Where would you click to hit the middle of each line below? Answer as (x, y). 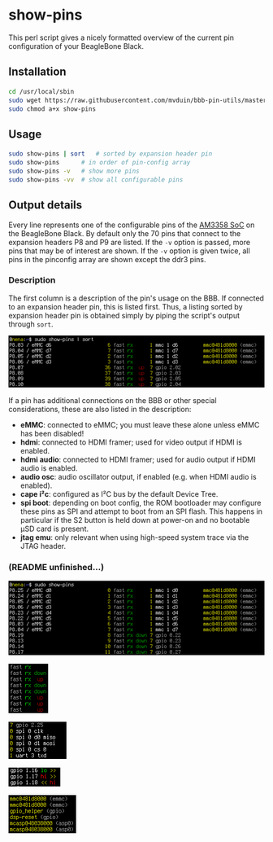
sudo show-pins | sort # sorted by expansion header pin (110, 154)
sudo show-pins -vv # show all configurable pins (96, 180)
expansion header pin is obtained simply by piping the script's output (124, 315)
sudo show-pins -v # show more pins (74, 171)
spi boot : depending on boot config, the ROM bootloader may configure (141, 503)
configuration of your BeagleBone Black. (76, 46)
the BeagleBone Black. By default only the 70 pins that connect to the (125, 233)
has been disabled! (52, 434)
